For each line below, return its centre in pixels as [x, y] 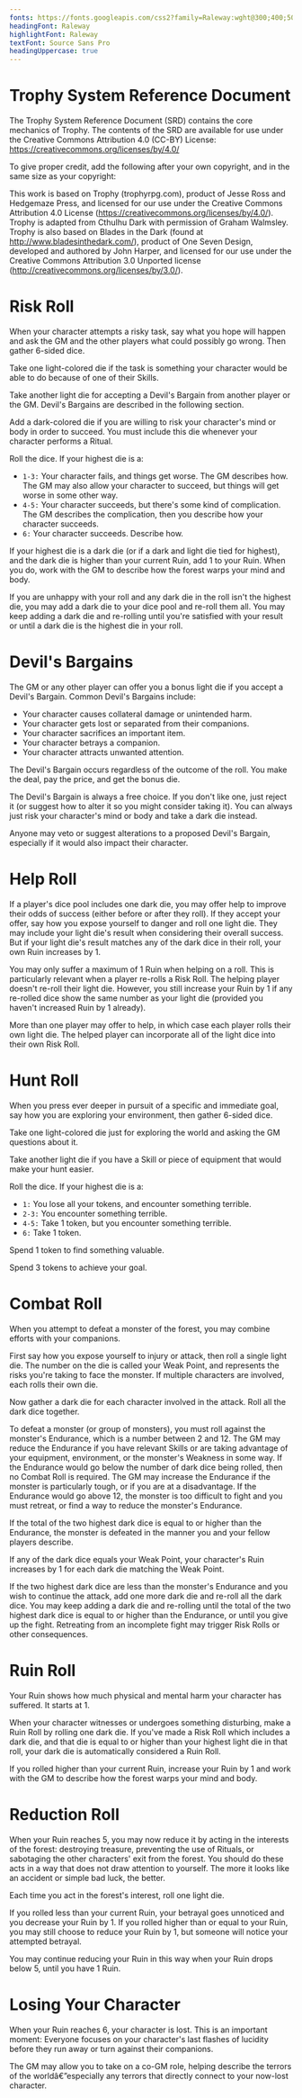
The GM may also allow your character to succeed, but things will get [151, 486]
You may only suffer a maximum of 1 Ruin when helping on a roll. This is [142, 969]
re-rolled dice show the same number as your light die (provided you [136, 998]
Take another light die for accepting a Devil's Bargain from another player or [150, 395]
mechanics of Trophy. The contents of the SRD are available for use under [147, 131]
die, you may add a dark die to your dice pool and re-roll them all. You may [147, 607]
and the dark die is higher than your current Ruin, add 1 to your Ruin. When [147, 560]
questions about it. [44, 1142]
